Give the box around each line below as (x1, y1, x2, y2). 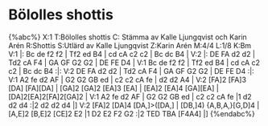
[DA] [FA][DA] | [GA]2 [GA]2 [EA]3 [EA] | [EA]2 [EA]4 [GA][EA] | (8, 83, 219, 93)
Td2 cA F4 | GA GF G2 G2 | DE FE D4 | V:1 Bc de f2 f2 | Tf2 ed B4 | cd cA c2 (8, 58, 260, 67)
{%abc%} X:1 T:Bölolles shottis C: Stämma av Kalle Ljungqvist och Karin (8, 32, 247, 42)
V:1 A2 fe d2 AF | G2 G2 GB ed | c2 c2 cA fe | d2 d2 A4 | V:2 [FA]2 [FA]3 (8, 75, 247, 84)
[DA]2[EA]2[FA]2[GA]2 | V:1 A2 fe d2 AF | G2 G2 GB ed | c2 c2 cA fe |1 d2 (8, 91, 252, 101)
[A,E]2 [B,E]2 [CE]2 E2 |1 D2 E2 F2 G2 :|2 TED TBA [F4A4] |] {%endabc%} (8, 108, 255, 118)
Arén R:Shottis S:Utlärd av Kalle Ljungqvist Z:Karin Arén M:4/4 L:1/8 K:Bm (8, 40, 252, 50)
